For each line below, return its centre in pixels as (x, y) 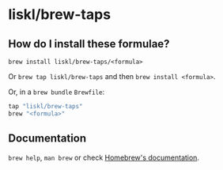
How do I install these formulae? (89, 44)
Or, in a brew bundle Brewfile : (57, 92)
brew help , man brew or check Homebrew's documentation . (104, 157)
